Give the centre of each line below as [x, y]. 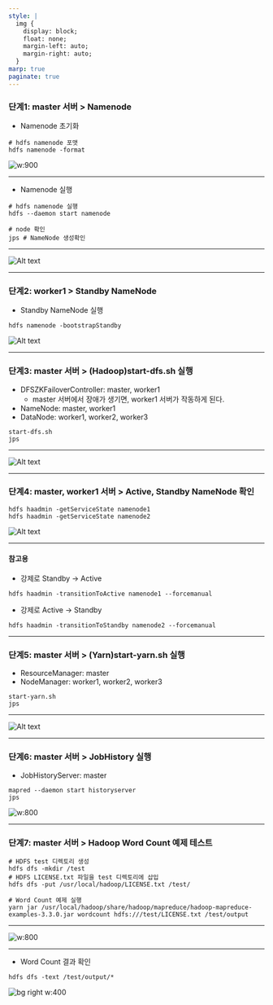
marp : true [27, 69]
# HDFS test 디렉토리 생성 [49, 861]
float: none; [45, 39]
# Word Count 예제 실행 [45, 900]
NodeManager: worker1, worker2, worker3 [91, 682]
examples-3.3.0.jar [41, 914]
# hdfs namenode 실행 [43, 206]
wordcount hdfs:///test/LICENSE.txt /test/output [163, 914]
